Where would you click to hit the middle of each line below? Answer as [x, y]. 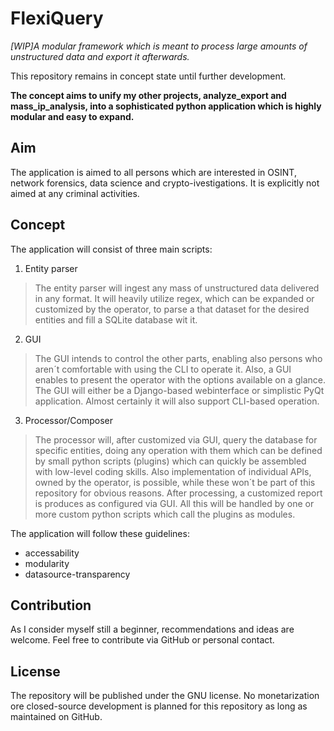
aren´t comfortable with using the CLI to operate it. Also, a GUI [163, 369]
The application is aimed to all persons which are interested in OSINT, [153, 172]
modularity [47, 563]
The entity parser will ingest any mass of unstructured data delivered [177, 288]
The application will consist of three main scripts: [111, 249]
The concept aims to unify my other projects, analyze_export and [148, 95]
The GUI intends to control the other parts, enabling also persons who [178, 358]
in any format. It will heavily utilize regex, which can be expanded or [174, 298]
